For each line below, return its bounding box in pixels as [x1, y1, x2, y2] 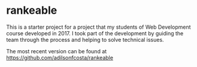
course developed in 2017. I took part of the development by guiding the [6, 29, 184, 36]
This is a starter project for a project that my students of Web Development [6, 23, 191, 31]
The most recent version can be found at [6, 47, 107, 54]
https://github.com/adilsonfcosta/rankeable [6, 54, 114, 61]
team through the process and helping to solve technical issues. [6, 36, 164, 43]
